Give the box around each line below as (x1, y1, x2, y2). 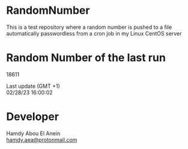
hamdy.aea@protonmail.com (6, 136, 77, 143)
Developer (6, 110, 59, 124)
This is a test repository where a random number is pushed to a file (6, 23, 172, 31)
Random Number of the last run (6, 51, 166, 65)
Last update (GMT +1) (6, 82, 60, 90)
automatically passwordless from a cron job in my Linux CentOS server (6, 29, 182, 37)
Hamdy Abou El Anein (6, 130, 61, 137)
